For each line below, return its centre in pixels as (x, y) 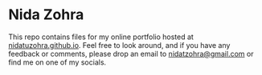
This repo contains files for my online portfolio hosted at (101, 37)
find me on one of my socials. (57, 62)
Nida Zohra (46, 15)
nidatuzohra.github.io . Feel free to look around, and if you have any (119, 45)
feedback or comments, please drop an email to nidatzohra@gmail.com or (131, 53)
